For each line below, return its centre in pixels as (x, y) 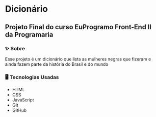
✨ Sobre (15, 48)
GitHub (19, 110)
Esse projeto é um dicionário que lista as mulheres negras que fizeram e (78, 59)
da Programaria (29, 34)
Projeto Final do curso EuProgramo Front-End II (78, 27)
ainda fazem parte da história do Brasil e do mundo (57, 64)
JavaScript (23, 100)
